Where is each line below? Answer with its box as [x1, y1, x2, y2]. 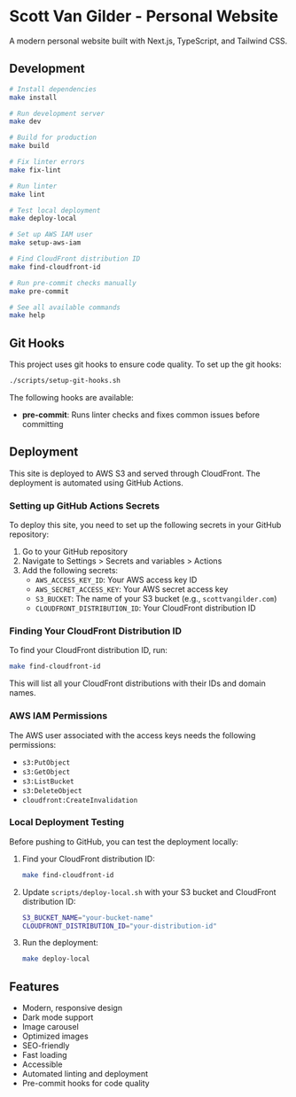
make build [9, 142, 50, 151]
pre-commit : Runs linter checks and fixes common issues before [21, 409, 260, 420]
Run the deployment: [21, 938, 99, 948]
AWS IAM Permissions [9, 710, 108, 722]
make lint [9, 190, 46, 198]
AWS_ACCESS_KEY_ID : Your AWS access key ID [35, 574, 198, 586]
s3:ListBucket [21, 777, 74, 786]
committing [21, 418, 64, 429]
